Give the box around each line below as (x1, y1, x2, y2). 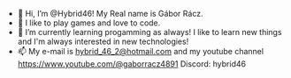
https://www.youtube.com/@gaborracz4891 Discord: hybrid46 (17, 59, 246, 69)
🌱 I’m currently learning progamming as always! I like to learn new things (17, 27, 282, 37)
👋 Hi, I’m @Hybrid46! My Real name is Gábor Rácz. (17, 9, 203, 18)
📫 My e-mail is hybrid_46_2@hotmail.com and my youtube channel (17, 46, 264, 56)
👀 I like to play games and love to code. (17, 18, 161, 28)
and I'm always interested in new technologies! (17, 36, 189, 46)
